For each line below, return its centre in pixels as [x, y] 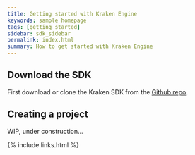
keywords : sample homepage [47, 20]
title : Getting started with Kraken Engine [72, 14]
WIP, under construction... [45, 131]
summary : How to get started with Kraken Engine [80, 46]
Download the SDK [49, 75]
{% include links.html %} [43, 144]
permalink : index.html [41, 40]
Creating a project [48, 114]
